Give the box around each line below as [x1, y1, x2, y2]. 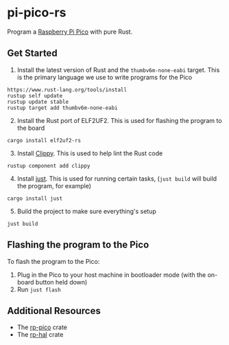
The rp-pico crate [16, 323, 67, 331]
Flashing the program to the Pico [7, 239, 149, 251]
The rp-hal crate [16, 331, 64, 339]
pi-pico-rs [7, 5, 67, 21]
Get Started [7, 47, 58, 59]
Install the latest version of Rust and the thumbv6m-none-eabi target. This [16, 65, 220, 74]
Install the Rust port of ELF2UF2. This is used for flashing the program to [16, 116, 222, 124]
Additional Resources [7, 304, 101, 317]
